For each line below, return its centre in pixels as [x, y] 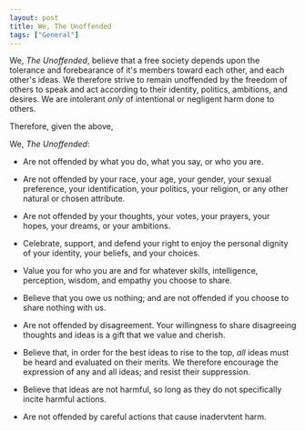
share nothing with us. [64, 308]
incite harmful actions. [64, 399]
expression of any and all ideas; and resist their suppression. [137, 372]
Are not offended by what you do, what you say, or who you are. [143, 162]
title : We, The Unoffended [61, 26]
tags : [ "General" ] [44, 35]
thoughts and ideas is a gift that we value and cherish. [124, 335]
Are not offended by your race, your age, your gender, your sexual [147, 179]
